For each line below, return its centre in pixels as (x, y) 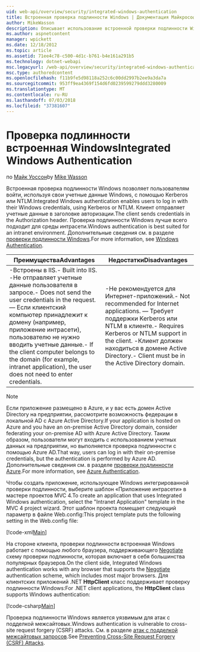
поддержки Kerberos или (141, 319)
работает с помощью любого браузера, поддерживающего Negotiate (95, 550)
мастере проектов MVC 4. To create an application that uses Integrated (94, 495)
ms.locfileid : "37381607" (38, 106)
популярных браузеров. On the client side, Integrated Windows (84, 563)
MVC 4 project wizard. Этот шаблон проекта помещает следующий (91, 508)
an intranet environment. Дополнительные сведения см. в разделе (90, 233)
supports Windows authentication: (48, 595)
